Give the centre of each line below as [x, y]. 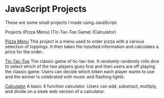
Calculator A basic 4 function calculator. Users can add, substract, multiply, [81, 86]
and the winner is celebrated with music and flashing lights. [65, 77]
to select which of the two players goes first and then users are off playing [80, 66]
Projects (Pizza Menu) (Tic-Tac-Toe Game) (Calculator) [61, 32]
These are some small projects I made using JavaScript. [62, 22]
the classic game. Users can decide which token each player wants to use [80, 71]
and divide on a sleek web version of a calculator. [55, 91]
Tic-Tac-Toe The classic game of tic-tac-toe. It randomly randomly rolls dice [82, 61]
